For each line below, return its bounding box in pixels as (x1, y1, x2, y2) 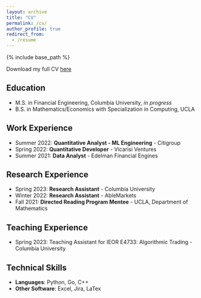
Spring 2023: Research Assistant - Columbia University (15, 185, 156, 193)
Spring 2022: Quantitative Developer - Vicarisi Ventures (15, 145, 157, 153)
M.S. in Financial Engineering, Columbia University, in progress (15, 99, 172, 106)
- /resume (12, 37, 36, 43)
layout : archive (6, 8, 47, 15)
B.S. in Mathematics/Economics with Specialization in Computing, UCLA (15, 105, 195, 113)
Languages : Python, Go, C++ (15, 279, 89, 286)
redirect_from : (6, 31, 45, 38)
